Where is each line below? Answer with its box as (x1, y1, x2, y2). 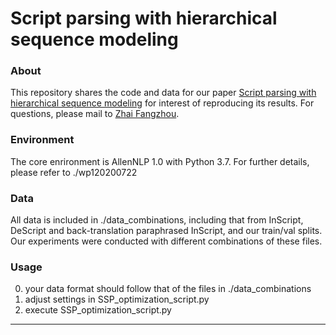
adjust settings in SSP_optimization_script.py (24, 293, 210, 306)
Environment (10, 133, 75, 147)
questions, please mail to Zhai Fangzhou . (10, 108, 180, 120)
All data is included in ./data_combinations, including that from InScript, (10, 214, 304, 226)
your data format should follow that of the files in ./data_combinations (24, 283, 312, 295)
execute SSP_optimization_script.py (24, 304, 172, 316)
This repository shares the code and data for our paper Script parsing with (10, 87, 317, 99)
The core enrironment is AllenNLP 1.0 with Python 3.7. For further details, (10, 155, 310, 167)
